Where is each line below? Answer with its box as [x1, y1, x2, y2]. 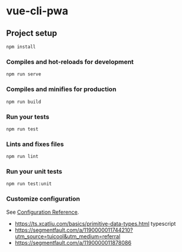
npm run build [6, 99, 42, 105]
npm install [6, 44, 36, 50]
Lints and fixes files [6, 139, 64, 148]
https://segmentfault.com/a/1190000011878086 [14, 239, 132, 246]
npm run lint [6, 154, 39, 160]
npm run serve [6, 71, 42, 77]
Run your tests [6, 113, 50, 121]
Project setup [6, 28, 58, 38]
